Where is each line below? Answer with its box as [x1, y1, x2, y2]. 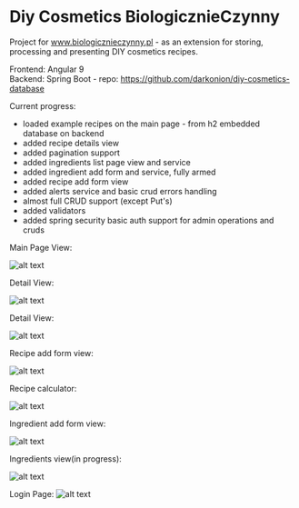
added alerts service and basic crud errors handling [22, 185, 217, 196]
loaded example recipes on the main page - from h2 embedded [22, 118, 261, 129]
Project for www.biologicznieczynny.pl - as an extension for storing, [9, 36, 264, 47]
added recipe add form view [22, 175, 129, 187]
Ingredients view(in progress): [9, 453, 123, 464]
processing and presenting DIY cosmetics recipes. [9, 45, 198, 56]
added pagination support [22, 147, 121, 158]
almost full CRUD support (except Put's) [22, 195, 173, 206]
